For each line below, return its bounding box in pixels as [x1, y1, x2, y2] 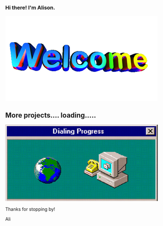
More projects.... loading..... [5, 111, 96, 120]
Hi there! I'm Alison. [5, 4, 55, 11]
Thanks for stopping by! [5, 206, 55, 212]
